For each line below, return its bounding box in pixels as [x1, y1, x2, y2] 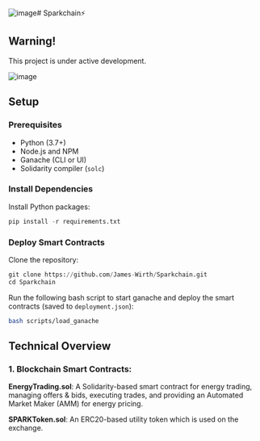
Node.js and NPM [19, 146, 79, 156]
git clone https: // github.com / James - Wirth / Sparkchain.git [8, 271, 208, 279]
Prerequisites [8, 120, 62, 131]
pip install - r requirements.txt [8, 217, 121, 225]
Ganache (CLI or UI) [19, 154, 87, 165]
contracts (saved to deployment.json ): [8, 301, 134, 311]
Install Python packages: [8, 202, 90, 212]
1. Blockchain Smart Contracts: [8, 363, 132, 375]
